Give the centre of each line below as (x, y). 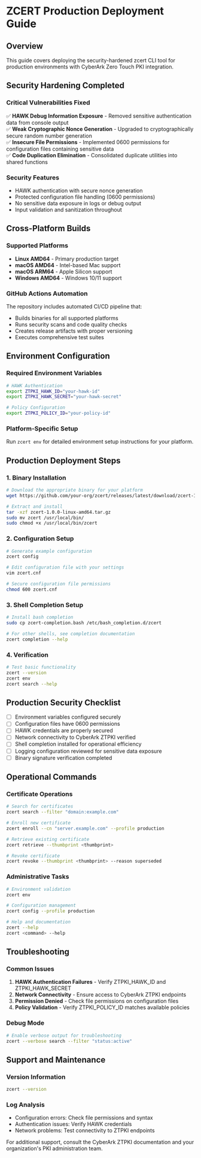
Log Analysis (25, 1105)
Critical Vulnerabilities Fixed (48, 103)
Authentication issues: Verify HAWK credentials (73, 1124)
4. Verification (28, 654)
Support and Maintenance (56, 1060)
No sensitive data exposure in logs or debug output (78, 203)
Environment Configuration (58, 356)
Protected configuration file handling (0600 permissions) (85, 197)
